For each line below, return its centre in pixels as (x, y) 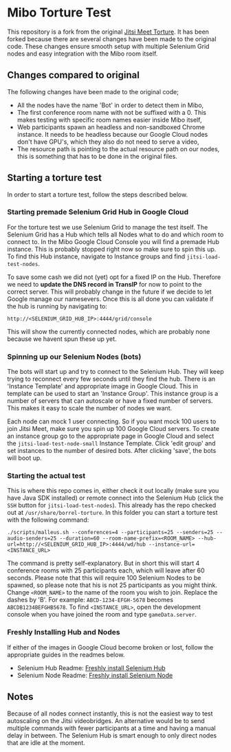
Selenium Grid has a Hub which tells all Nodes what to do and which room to (115, 234)
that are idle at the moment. (46, 742)
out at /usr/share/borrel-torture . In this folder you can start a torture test (112, 513)
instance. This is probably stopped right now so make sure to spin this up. (112, 249)
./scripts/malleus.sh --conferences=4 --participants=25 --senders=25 (110, 533)
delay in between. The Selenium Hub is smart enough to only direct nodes (112, 735)
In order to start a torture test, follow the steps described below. (97, 195)
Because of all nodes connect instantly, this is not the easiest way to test (110, 714)
